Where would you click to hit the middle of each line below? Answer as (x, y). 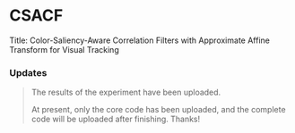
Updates (28, 72)
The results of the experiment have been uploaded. (126, 92)
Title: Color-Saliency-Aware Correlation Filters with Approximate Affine (140, 40)
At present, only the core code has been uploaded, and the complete (158, 110)
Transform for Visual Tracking (64, 49)
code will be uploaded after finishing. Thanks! (116, 119)
